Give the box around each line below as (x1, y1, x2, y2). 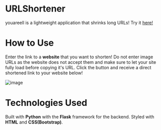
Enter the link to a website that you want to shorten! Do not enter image (5, 54, 153, 60)
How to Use (5, 37, 54, 49)
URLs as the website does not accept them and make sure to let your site (5, 59, 156, 65)
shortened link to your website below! (5, 70, 83, 76)
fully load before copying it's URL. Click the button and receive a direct (5, 64, 151, 70)
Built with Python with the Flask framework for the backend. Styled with (5, 113, 154, 119)
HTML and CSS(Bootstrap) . (5, 119, 63, 125)
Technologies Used (5, 97, 88, 108)
